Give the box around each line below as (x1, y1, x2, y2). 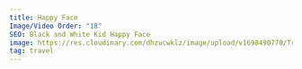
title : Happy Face (9, 13, 78, 22)
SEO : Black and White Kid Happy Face (9, 30, 151, 39)
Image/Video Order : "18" (9, 22, 102, 30)
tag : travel (9, 47, 54, 56)
